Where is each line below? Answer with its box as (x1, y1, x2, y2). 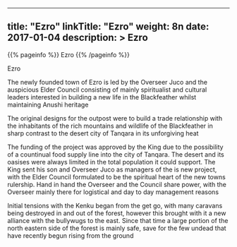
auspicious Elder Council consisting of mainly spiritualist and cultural (7, 85, 207, 94)
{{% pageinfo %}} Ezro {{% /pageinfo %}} (7, 50, 130, 59)
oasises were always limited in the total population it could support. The (7, 157, 216, 166)
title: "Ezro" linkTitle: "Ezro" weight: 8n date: (7, 20, 209, 32)
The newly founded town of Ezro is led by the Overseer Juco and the (7, 78, 208, 86)
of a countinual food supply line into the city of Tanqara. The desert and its (7, 150, 224, 159)
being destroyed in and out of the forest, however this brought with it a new (7, 209, 226, 217)
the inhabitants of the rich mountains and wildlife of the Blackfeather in (7, 121, 213, 130)
